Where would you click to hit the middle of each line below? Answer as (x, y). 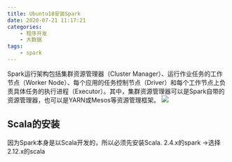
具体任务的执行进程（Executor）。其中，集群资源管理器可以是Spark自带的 (119, 91)
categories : (25, 27)
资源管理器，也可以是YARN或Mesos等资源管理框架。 (83, 100)
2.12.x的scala (26, 151)
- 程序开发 (34, 33)
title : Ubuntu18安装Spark (44, 14)
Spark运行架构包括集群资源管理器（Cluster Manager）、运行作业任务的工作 (115, 74)
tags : (15, 46)
